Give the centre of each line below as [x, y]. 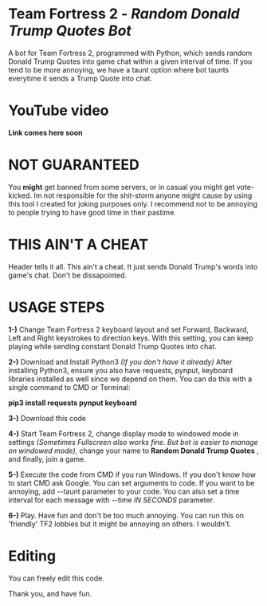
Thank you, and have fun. [50, 593]
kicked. [20, 195]
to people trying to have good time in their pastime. [92, 212]
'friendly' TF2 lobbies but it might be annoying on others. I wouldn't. [120, 524]
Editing [32, 556]
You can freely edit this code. [57, 578]
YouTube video [59, 110]
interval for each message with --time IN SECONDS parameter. [112, 500]
